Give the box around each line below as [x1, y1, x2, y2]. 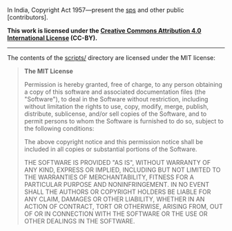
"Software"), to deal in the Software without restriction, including [23, 95, 209, 103]
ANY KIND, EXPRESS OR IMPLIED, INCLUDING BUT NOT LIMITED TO [23, 165, 221, 174]
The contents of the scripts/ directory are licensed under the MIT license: [7, 54, 215, 61]
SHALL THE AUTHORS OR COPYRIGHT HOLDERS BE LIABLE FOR [23, 188, 211, 196]
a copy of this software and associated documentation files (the [23, 88, 206, 96]
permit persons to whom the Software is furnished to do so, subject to [23, 117, 224, 125]
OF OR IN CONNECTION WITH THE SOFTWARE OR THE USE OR [23, 210, 208, 218]
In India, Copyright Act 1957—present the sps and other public [7, 6, 184, 14]
